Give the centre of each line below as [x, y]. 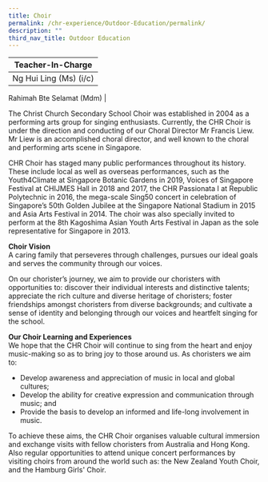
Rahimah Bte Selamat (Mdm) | [57, 98]
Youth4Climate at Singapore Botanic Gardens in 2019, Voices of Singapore [131, 180]
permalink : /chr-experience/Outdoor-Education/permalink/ [107, 23]
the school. [27, 321]
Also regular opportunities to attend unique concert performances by [122, 453]
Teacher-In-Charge [53, 65]
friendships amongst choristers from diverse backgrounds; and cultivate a [130, 305]
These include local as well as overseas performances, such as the [119, 172]
